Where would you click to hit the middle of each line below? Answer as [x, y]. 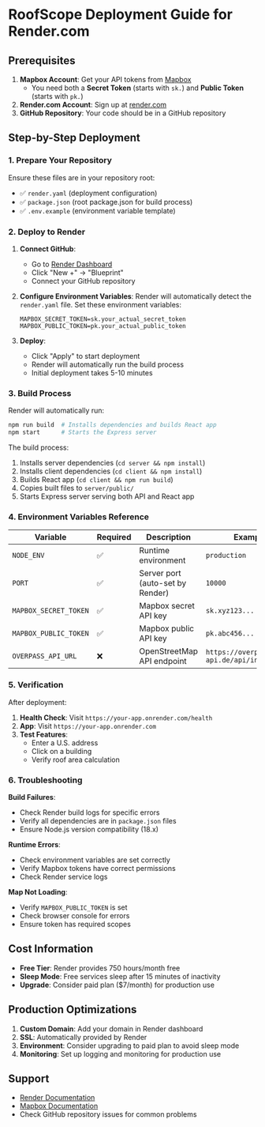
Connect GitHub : [48, 249]
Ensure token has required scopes [75, 924]
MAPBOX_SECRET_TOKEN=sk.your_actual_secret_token [103, 319]
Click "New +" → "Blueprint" [77, 272]
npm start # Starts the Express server [82, 432]
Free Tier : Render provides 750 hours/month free [100, 968]
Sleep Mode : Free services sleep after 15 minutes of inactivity [120, 976]
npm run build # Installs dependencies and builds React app [112, 425]
